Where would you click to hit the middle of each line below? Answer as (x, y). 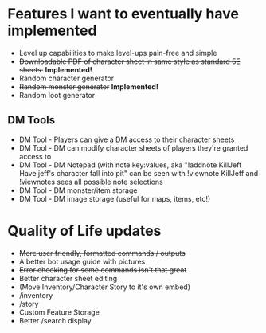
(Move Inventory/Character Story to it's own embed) (105, 287)
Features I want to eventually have (123, 14)
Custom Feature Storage (59, 312)
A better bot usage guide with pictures (82, 261)
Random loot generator (57, 95)
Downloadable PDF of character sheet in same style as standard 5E (129, 61)
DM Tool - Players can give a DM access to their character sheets (127, 139)
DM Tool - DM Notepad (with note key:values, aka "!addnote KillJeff (130, 165)
